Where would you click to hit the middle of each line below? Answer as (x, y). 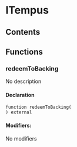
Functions (24, 51)
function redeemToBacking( (38, 107)
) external (19, 112)
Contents (23, 32)
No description (24, 81)
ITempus (27, 10)
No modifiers (21, 138)
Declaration (20, 95)
